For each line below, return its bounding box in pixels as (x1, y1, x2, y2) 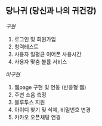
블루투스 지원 (14, 98, 45, 106)
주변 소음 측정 (14, 91, 47, 98)
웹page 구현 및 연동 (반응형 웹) (14, 83, 86, 91)
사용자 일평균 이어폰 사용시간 (14, 50, 82, 58)
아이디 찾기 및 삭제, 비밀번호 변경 (14, 106, 91, 113)
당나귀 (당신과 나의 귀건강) (5, 5, 97, 16)
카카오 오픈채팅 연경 (14, 113, 61, 121)
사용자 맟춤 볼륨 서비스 (14, 58, 67, 65)
